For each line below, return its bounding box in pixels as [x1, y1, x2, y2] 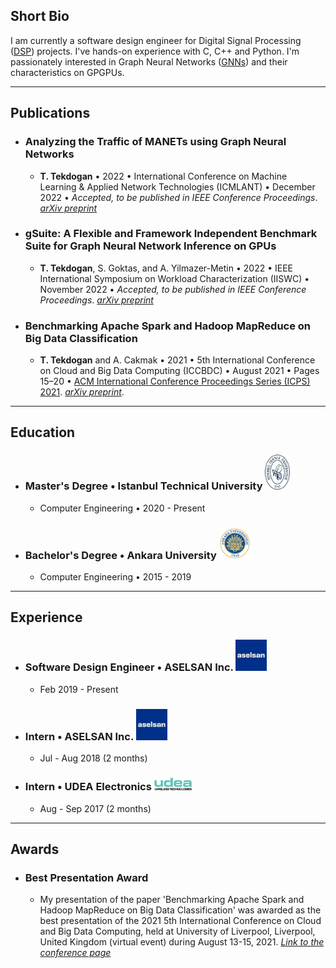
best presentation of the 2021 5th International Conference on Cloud [39, 915, 322, 927]
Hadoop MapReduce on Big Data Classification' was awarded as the [39, 904, 322, 916]
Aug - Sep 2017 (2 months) [39, 802, 152, 814]
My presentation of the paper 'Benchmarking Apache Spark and [39, 894, 305, 906]
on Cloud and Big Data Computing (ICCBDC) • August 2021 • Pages [39, 365, 320, 377]
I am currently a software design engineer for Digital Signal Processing [10, 34, 302, 46]
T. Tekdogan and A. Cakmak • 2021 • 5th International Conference [39, 354, 316, 366]
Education [10, 424, 76, 441]
